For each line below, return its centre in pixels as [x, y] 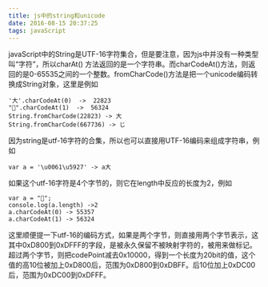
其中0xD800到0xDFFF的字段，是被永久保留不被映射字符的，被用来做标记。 [133, 245]
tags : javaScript [37, 30]
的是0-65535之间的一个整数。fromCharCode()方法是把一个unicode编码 [133, 74]
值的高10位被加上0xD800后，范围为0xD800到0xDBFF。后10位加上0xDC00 [132, 265]
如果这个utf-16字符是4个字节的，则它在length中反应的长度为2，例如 [120, 183]
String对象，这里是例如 [60, 84]
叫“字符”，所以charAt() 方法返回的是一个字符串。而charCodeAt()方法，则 [128, 64]
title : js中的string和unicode [57, 16]
